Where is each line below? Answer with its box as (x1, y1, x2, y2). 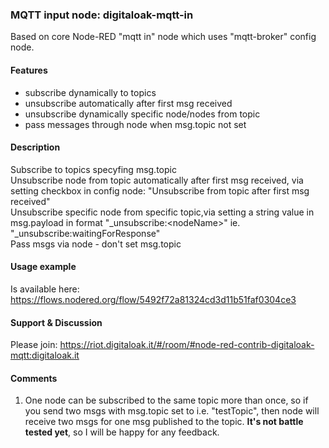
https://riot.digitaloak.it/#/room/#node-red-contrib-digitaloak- (59, 339, 315, 351)
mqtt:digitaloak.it (10, 349, 80, 362)
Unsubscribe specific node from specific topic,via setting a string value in (10, 206, 315, 218)
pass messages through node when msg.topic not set (24, 118, 247, 130)
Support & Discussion (10, 316, 103, 328)
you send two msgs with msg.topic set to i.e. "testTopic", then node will (24, 405, 320, 417)
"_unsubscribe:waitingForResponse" (10, 227, 161, 239)
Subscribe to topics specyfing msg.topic (10, 163, 177, 175)
